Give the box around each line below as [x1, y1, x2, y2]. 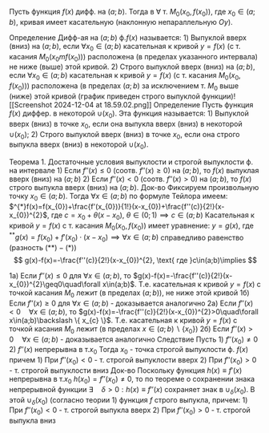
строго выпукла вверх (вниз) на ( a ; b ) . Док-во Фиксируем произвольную [9, 183, 259, 192]
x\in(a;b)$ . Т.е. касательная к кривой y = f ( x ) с [102, 280, 261, 289]
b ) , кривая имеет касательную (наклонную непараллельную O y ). [9, 17, 233, 26]
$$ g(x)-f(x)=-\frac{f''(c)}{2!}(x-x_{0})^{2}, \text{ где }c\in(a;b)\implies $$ [14, 256, 257, 265]
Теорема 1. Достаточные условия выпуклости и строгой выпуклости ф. [9, 157, 254, 167]
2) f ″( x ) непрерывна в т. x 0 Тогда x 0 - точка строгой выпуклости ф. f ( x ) [9, 345, 249, 356]
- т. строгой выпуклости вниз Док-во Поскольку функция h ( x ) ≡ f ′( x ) [9, 366, 243, 375]
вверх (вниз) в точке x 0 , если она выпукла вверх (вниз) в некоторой [9, 119, 243, 131]
